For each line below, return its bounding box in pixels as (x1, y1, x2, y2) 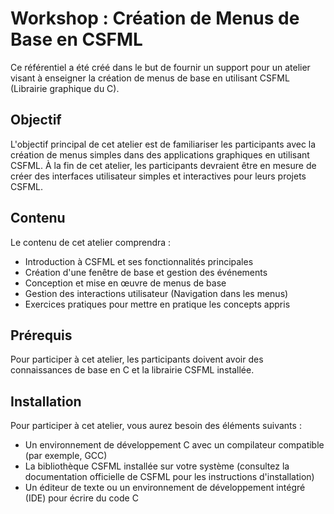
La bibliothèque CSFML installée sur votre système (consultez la (24, 460, 290, 472)
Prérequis (10, 327, 73, 344)
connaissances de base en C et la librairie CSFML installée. (10, 364, 255, 376)
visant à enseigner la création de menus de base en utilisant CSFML (10, 72, 290, 84)
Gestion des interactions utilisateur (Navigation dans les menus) (24, 287, 289, 299)
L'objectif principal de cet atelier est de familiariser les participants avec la (10, 138, 317, 150)
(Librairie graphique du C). (10, 82, 120, 94)
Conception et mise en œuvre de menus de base (24, 277, 227, 289)
